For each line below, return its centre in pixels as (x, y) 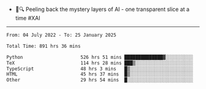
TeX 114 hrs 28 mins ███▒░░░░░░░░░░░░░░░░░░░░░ (100, 63)
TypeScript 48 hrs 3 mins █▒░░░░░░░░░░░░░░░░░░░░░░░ (100, 69)
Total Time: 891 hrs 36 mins (44, 46)
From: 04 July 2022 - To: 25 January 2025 (61, 35)
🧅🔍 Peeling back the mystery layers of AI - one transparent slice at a (102, 9)
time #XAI (28, 18)
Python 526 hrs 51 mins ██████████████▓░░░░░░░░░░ (100, 57)
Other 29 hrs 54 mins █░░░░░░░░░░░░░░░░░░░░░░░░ (100, 80)
